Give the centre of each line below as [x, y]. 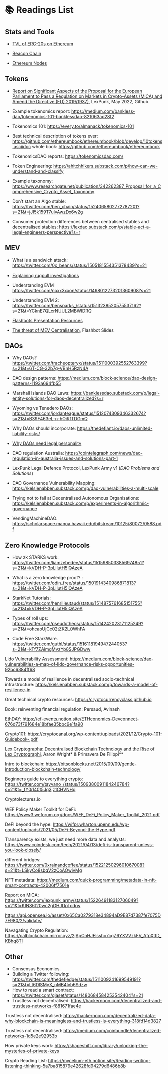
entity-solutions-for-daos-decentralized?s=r [58, 398]
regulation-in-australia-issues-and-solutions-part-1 [65, 458]
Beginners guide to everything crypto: [44, 779]
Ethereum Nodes [30, 63]
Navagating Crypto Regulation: [37, 930]
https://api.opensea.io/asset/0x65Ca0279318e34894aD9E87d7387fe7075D [83, 915]
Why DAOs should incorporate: [44, 428]
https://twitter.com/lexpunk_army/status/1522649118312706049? [72, 900]
